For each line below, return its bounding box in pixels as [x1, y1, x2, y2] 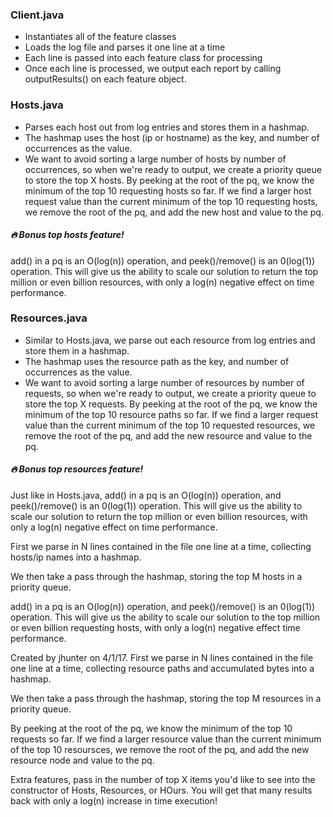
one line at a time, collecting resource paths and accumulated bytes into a [10, 662, 315, 674]
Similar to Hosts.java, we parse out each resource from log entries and [24, 334, 316, 346]
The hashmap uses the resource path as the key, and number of [24, 355, 290, 367]
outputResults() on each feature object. [24, 73, 187, 85]
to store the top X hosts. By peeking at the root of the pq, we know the [24, 174, 315, 186]
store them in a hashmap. [24, 344, 130, 357]
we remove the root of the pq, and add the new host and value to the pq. [24, 206, 324, 218]
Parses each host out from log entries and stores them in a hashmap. [24, 121, 310, 133]
